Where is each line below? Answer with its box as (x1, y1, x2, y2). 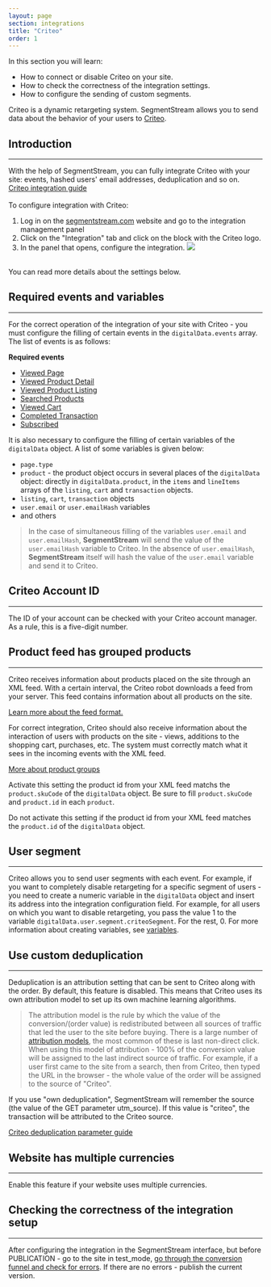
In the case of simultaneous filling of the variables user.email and (27, 526, 247, 536)
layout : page (8, 11, 52, 20)
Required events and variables (8, 290, 165, 304)
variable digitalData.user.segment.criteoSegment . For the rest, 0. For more (8, 916, 259, 926)
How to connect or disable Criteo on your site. (19, 72, 173, 82)
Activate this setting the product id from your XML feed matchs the (8, 780, 231, 789)
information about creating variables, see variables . (8, 925, 179, 935)
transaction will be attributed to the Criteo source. (8, 1112, 173, 1121)
